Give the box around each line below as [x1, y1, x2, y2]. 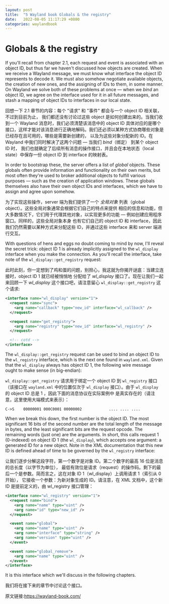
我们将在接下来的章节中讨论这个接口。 [5, 582, 84, 588]
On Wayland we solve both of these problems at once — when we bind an [5, 87, 158, 93]
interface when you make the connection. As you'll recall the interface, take [5, 251, 162, 257]
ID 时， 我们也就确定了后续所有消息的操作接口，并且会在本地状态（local [5, 146, 154, 152]
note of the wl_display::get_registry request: [5, 256, 102, 262]
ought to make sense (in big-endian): [5, 367, 82, 373]
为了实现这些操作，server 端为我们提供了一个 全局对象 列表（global [5, 199, 145, 205]
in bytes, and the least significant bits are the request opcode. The [5, 426, 143, 432]
